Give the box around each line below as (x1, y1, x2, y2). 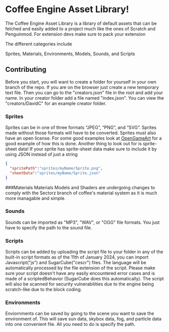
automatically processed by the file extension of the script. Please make (5, 265, 155, 271)
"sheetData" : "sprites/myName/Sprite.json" (10, 171, 101, 176)
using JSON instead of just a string (5, 151, 78, 157)
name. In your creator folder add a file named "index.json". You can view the (5, 95, 164, 101)
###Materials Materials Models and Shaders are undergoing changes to (5, 184, 155, 190)
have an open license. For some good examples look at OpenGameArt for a (5, 135, 162, 141)
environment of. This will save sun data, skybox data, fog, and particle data (5, 316, 162, 322)
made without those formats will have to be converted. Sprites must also (5, 130, 156, 136)
